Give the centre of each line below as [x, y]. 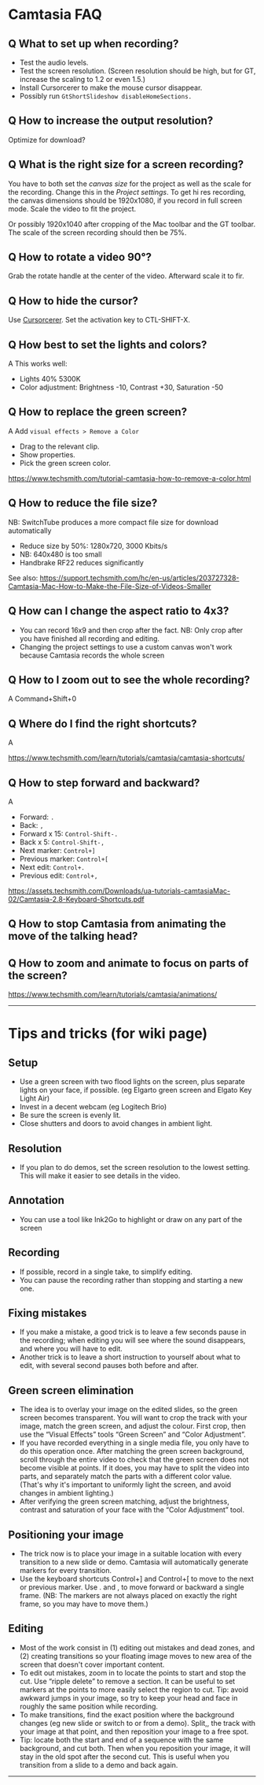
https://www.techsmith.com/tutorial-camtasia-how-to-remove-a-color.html [130, 478]
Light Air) [34, 1098]
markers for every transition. [66, 1571]
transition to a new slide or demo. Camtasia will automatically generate [134, 1562]
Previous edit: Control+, [59, 875]
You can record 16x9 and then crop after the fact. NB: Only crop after [131, 630]
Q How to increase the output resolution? [111, 121]
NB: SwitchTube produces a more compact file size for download [113, 522]
